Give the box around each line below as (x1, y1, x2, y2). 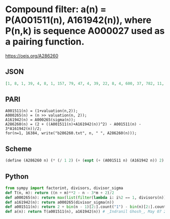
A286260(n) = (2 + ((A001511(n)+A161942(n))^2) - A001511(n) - (5, 122, 142, 127)
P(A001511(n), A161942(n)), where (5, 14, 152, 26)
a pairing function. (5, 36, 84, 48)
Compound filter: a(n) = (5, 4, 107, 15)
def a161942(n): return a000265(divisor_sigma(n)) (5, 200, 114, 205)
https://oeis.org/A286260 (5, 52, 59, 59)
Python (5, 172, 29, 181)
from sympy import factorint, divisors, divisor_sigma (5, 185, 123, 191)
